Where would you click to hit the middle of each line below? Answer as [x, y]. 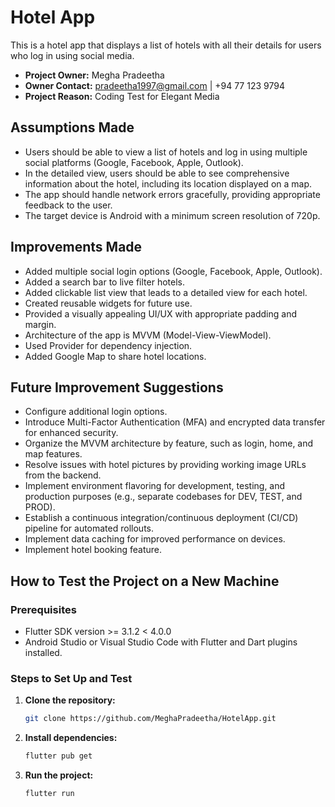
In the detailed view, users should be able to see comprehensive [157, 173]
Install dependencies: [71, 738]
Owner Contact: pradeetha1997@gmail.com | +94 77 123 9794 [154, 85]
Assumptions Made [72, 127]
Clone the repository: [70, 700]
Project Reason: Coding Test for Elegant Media [122, 96]
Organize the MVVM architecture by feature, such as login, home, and [169, 443]
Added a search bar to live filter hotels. [104, 282]
